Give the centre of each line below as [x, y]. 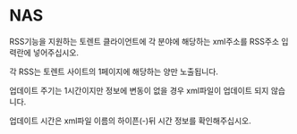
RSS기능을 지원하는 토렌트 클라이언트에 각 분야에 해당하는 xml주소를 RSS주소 [144, 41]
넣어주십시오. [55, 52]
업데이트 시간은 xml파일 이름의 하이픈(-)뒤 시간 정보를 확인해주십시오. [131, 121]
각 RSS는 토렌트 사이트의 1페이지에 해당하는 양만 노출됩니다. [114, 71]
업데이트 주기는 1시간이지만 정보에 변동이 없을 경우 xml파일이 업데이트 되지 [139, 90]
